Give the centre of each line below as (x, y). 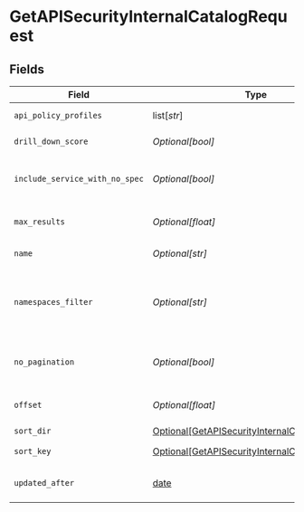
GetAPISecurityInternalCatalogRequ (148, 17)
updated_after (44, 483)
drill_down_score (51, 142)
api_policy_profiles (58, 115)
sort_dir (33, 431)
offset (28, 405)
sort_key (33, 451)
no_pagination (44, 362)
